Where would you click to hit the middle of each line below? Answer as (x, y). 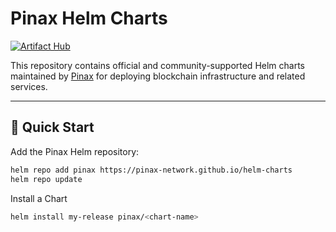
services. (29, 86)
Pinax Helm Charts (89, 18)
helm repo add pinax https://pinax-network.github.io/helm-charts (151, 170)
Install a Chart (39, 198)
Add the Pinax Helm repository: (75, 151)
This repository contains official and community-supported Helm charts (157, 65)
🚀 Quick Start (52, 127)
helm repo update (46, 179)
